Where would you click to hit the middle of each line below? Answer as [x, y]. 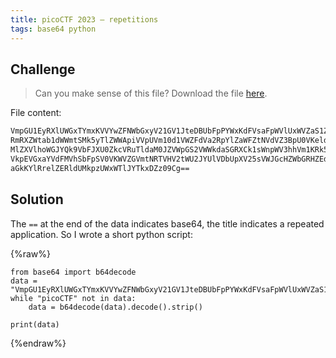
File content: [36, 113]
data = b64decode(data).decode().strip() [115, 307]
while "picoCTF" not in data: [73, 298]
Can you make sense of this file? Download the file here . [151, 93]
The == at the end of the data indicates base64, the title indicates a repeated [167, 223]
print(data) [35, 324]
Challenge [43, 69]
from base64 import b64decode [73, 272]
